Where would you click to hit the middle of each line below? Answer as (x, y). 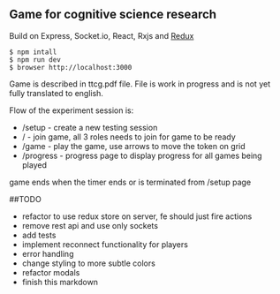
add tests (39, 235)
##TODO (25, 199)
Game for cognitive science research (113, 15)
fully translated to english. (57, 93)
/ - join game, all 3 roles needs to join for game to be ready (129, 137)
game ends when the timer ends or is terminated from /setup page (130, 182)
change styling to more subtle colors (89, 263)
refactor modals (51, 272)
